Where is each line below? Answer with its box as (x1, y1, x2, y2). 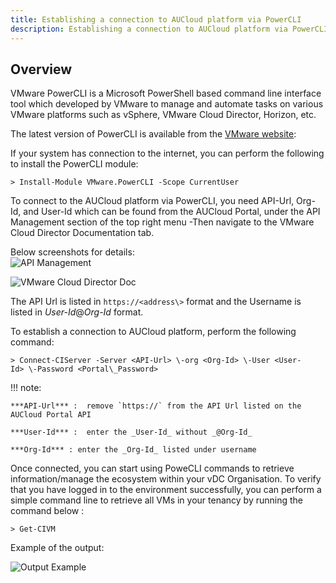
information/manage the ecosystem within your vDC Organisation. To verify (10, 473, 322, 485)
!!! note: (10, 382, 42, 394)
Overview (10, 61, 73, 78)
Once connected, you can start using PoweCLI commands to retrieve (10, 462, 295, 475)
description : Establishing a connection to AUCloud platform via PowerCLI (10, 24, 329, 34)
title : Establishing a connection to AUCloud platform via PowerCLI (10, 14, 302, 25)
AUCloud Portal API (10, 410, 92, 420)
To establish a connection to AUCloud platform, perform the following (10, 326, 297, 338)
